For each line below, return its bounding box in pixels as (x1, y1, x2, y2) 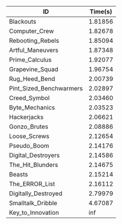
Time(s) (89, 8, 113, 15)
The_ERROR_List (9, 180, 55, 188)
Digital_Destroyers (9, 151, 60, 159)
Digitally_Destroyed (9, 189, 63, 198)
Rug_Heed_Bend (9, 75, 55, 83)
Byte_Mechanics (9, 103, 55, 111)
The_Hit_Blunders (9, 161, 58, 169)
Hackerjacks (9, 113, 44, 121)
